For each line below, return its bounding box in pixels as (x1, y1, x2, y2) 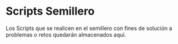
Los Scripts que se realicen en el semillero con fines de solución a (6, 24, 172, 32)
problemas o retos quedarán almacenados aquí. (6, 31, 127, 38)
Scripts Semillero (6, 4, 95, 18)
